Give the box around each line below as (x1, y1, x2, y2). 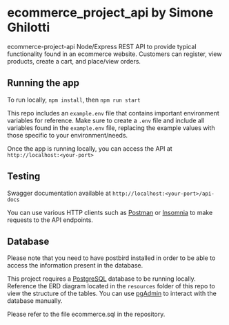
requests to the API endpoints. (7, 216, 93, 224)
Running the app (7, 77, 79, 89)
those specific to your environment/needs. (7, 131, 128, 139)
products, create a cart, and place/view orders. (7, 57, 141, 65)
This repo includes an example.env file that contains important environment (7, 109, 219, 117)
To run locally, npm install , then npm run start (7, 95, 141, 104)
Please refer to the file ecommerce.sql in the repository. (7, 310, 166, 319)
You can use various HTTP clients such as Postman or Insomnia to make (7, 208, 213, 216)
